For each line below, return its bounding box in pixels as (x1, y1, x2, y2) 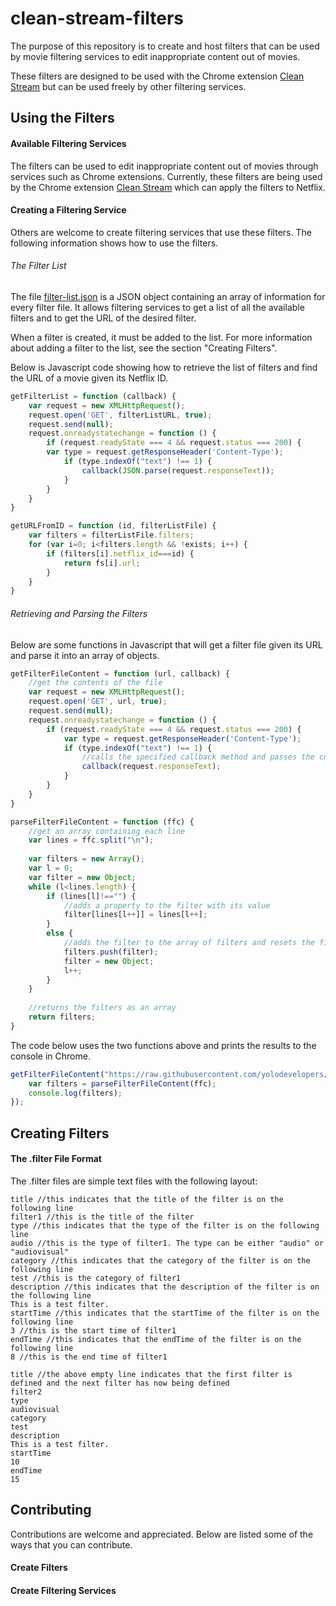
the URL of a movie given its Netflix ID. (10, 372, 169, 384)
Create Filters (10, 1562, 68, 1574)
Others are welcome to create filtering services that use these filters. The (10, 226, 312, 238)
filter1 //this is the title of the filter (10, 1212, 195, 1222)
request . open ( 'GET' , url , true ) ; (28, 697, 168, 707)
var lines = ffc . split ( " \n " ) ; (28, 835, 155, 846)
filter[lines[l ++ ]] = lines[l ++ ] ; (63, 910, 208, 920)
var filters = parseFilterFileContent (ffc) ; (28, 1078, 217, 1089)
